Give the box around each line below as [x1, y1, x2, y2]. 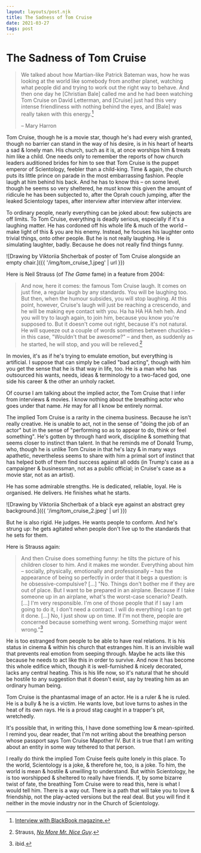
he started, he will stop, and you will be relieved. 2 [20, 340, 142, 348]
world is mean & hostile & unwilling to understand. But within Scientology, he [6, 768, 195, 775]
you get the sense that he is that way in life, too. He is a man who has [6, 365, 177, 372]
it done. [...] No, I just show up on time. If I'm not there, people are [20, 612, 184, 619]
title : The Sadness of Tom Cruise [6, 14, 93, 20]
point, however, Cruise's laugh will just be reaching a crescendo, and [20, 301, 191, 308]
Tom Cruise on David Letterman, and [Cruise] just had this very [20, 97, 176, 104]
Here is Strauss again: [6, 543, 61, 550]
